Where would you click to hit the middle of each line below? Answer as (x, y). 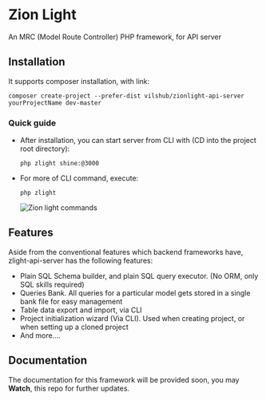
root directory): (45, 149)
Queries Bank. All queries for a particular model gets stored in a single (135, 292)
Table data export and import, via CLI (81, 310)
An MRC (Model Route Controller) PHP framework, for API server (115, 37)
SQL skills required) (52, 284)
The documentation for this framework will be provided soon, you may (124, 379)
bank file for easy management (71, 301)
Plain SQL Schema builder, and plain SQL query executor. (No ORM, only (139, 276)
